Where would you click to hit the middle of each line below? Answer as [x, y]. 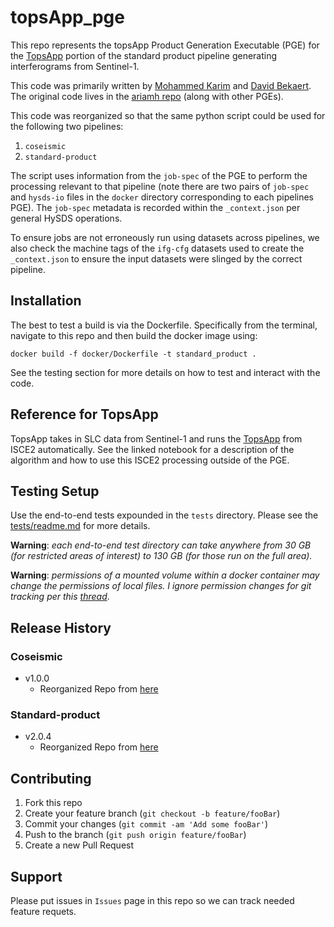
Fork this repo [53, 803]
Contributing [51, 778]
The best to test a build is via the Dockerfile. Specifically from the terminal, [164, 325]
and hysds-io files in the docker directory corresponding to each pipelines [162, 197]
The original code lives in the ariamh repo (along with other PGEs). [147, 96]
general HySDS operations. [66, 218]
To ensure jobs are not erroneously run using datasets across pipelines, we [165, 237]
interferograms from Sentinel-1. [75, 66]
